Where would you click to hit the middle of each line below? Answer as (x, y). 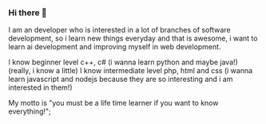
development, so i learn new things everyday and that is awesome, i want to (133, 38)
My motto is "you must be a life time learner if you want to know (113, 103)
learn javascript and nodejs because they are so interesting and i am (121, 79)
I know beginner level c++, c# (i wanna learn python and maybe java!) (123, 62)
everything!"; (30, 111)
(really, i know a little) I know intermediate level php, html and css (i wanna (131, 71)
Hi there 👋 (28, 13)
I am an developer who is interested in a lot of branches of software (119, 30)
